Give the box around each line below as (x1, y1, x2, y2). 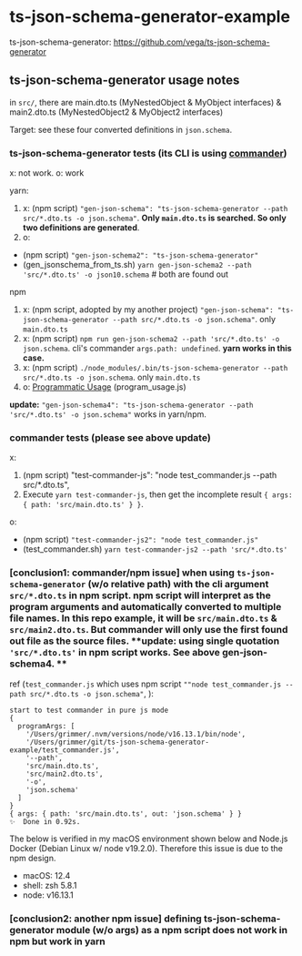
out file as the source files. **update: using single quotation (9, 635, 280, 647)
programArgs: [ (17, 721, 75, 730)
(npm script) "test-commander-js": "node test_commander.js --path (22, 470, 277, 481)
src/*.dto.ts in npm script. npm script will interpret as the (9, 589, 271, 602)
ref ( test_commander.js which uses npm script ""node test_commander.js (9, 678, 282, 689)
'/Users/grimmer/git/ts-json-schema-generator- (25, 737, 209, 747)
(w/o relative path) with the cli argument (87, 578, 269, 591)
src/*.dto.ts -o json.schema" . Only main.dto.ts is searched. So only (22, 212, 287, 224)
